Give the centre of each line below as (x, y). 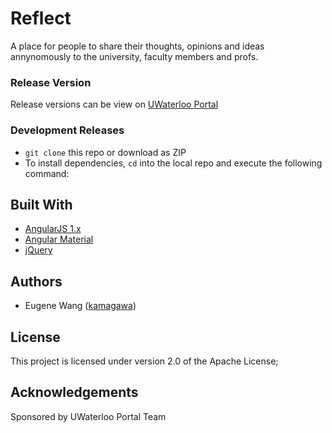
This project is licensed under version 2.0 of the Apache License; (144, 361)
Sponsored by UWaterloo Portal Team (88, 416)
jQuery (38, 250)
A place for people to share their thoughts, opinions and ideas (137, 46)
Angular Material (59, 239)
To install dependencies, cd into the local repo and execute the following (173, 163)
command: (47, 173)
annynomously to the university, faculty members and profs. (134, 56)
